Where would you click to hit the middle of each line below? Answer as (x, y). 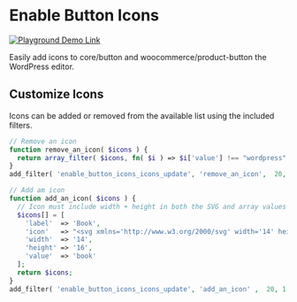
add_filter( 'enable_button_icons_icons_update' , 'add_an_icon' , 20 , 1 (148, 289)
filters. (21, 125)
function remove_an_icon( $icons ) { (79, 150)
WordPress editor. (42, 66)
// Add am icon (37, 190)
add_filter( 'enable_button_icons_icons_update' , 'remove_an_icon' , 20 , (148, 174)
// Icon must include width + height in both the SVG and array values (152, 206)
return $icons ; (45, 272)
